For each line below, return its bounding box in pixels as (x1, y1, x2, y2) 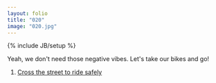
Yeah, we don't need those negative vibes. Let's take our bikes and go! (7, 55, 210, 63)
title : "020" (7, 16, 45, 23)
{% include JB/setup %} (7, 42, 76, 50)
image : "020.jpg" (7, 23, 57, 29)
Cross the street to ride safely (17, 68, 102, 76)
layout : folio (7, 10, 48, 17)
